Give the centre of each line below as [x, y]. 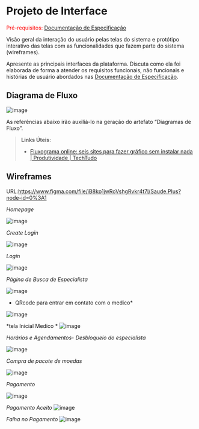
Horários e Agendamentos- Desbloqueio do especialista [76, 338]
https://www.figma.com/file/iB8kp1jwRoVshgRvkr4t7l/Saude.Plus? [99, 191]
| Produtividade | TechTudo [63, 158]
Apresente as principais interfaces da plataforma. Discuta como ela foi [93, 64]
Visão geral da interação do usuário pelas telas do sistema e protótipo [93, 39]
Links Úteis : [36, 140]
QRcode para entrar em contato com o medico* [74, 303]
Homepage [20, 209]
